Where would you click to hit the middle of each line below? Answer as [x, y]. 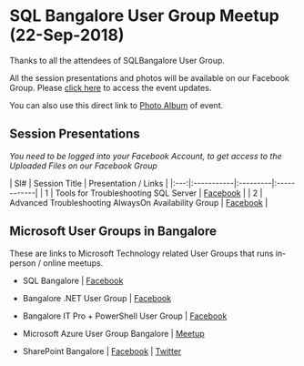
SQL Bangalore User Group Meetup [144, 16]
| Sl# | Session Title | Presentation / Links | [89, 183]
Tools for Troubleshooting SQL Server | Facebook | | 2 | [159, 193]
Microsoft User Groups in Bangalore [113, 232]
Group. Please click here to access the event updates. [111, 87]
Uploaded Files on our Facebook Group [83, 166]
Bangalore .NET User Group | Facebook [96, 298]
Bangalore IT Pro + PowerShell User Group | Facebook [125, 316]
